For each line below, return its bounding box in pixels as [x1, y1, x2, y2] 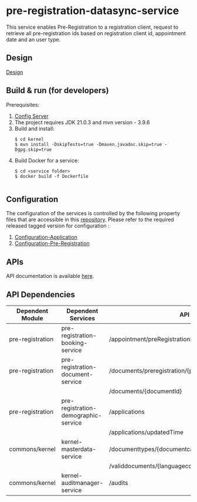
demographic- [61, 412, 102, 419]
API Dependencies [6, 289, 75, 300]
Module [21, 314, 43, 322]
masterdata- [61, 445, 97, 453]
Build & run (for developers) [6, 86, 110, 96]
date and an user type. [6, 36, 61, 43]
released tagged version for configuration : [6, 222, 110, 229]
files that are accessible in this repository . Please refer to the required [6, 216, 174, 223]
